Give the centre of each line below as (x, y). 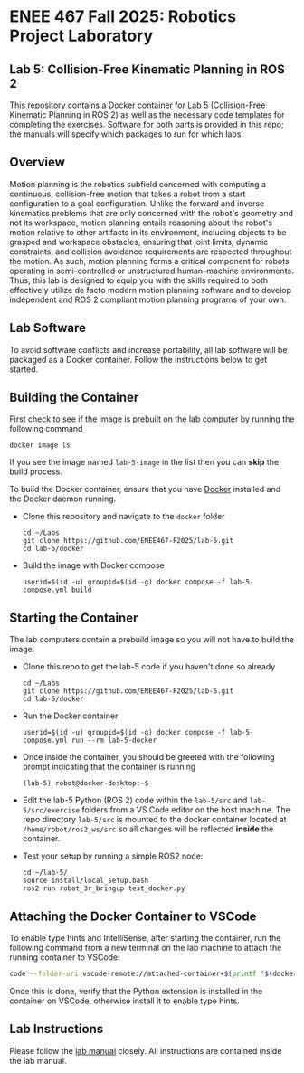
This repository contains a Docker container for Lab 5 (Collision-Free (138, 105)
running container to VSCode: (65, 957)
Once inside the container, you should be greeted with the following (148, 757)
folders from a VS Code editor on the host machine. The (186, 810)
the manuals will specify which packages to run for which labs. (127, 134)
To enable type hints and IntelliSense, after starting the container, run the (145, 938)
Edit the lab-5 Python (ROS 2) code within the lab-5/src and (135, 800)
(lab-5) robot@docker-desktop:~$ (85, 783)
